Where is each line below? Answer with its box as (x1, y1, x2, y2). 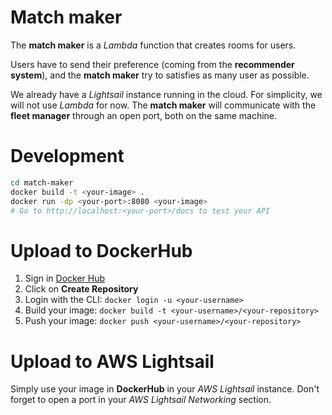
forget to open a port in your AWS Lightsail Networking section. (10, 394, 272, 406)
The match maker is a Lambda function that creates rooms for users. (10, 39, 297, 51)
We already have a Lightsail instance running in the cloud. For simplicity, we (10, 88, 323, 100)
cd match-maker (10, 177, 74, 188)
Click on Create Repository (24, 283, 139, 295)
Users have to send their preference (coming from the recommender (10, 58, 295, 70)
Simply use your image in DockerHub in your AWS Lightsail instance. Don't (10, 383, 320, 395)
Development (10, 145, 125, 168)
